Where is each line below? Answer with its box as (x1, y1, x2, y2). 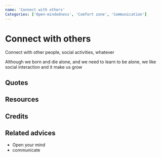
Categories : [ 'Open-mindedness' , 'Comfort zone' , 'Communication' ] (5, 12, 147, 17)
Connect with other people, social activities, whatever (5, 49, 115, 55)
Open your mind (12, 142, 45, 148)
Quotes (5, 78, 29, 87)
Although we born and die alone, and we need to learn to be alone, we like (5, 59, 157, 65)
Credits (5, 112, 29, 120)
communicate (12, 147, 40, 153)
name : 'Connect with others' (5, 7, 65, 12)
